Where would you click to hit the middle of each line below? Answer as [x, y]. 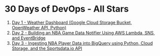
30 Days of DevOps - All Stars [67, 9]
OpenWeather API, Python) [39, 27]
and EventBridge [29, 38]
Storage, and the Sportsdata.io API [47, 48]
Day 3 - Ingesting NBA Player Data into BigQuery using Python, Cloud [82, 43]
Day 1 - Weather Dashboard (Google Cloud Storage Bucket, [72, 22]
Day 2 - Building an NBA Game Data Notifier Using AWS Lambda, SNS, [83, 33]
